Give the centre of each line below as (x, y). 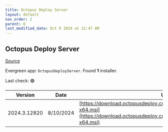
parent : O (15, 24)
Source (12, 61)
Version (25, 95)
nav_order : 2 (19, 19)
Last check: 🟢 (20, 80)
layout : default (22, 15)
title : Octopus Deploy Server (37, 10)
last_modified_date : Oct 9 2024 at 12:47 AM (52, 29)
